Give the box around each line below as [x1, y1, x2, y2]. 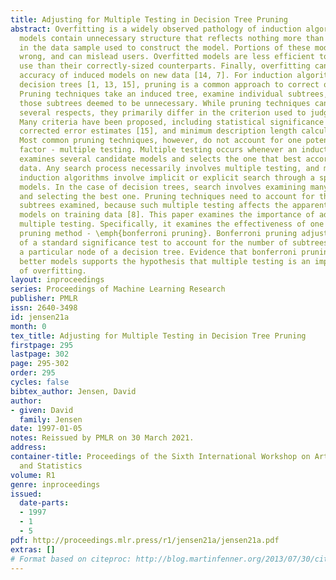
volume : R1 [10, 470, 56, 480]
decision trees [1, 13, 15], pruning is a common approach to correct [19, 80, 320, 90]
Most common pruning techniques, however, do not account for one [19, 136, 302, 146]
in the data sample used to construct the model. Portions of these [19, 42, 311, 53]
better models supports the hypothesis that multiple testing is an [19, 256, 311, 266]
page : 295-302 [10, 359, 70, 369]
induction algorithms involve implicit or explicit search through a [19, 172, 315, 183]
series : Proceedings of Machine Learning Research [10, 284, 226, 295]
